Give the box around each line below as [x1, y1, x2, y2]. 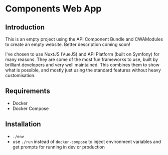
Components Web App [5, 3, 102, 14]
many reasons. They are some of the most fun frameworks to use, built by [5, 56, 158, 62]
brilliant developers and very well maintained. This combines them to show [5, 62, 159, 67]
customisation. [5, 72, 36, 78]
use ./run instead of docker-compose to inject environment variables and [12, 138, 161, 144]
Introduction [5, 23, 45, 31]
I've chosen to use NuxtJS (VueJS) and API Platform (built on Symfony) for [5, 51, 160, 57]
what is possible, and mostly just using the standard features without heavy [5, 67, 161, 73]
